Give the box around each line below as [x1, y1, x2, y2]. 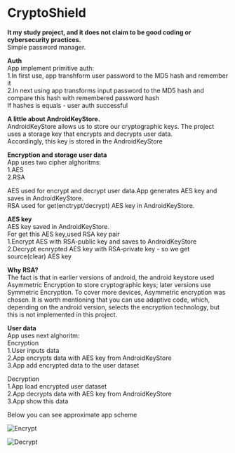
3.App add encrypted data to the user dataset [7, 361, 140, 369]
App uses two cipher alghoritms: [7, 158, 102, 166]
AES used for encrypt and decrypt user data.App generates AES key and [7, 186, 217, 195]
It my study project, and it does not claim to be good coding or [7, 28, 192, 36]
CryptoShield [7, 5, 86, 21]
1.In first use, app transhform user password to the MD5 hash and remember [7, 71, 229, 80]
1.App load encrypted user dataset [7, 382, 107, 390]
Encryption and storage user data [7, 151, 107, 159]
